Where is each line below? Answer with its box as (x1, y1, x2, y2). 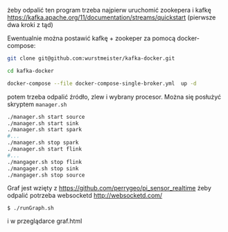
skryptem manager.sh (7, 100, 67, 108)
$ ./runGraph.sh (7, 205, 54, 212)
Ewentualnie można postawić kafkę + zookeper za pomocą (7, 34, 176, 42)
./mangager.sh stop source (7, 172, 85, 179)
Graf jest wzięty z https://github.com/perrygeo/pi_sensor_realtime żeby (7, 184, 211, 192)
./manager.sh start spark (7, 126, 82, 133)
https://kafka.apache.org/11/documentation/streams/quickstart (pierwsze (7, 13, 216, 22)
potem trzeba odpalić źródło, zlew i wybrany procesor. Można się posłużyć (7, 92, 222, 101)
